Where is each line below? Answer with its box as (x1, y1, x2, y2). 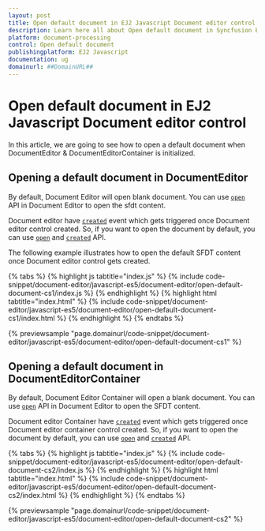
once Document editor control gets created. (8, 256, 151, 265)
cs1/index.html (8, 313, 55, 323)
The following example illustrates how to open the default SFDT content (8, 248, 241, 257)
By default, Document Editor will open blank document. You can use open (8, 192, 246, 201)
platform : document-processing (8, 33, 111, 42)
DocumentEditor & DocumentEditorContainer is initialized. (8, 148, 196, 158)
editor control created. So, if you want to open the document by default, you (8, 224, 256, 234)
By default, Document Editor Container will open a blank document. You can (8, 393, 256, 402)
